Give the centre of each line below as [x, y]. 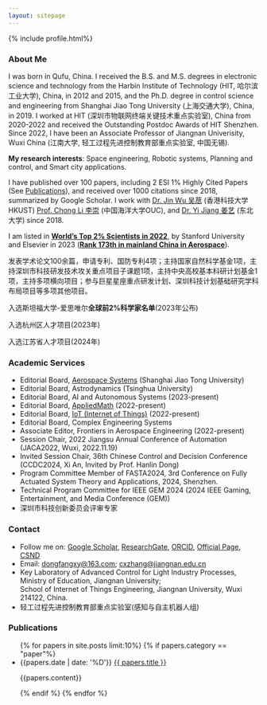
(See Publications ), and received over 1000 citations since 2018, [113, 190]
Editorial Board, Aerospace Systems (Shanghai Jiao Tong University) [132, 380]
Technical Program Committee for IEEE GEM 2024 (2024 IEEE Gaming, [135, 490]
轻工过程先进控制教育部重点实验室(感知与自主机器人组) [110, 607]
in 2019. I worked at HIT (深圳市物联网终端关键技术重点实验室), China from [130, 116]
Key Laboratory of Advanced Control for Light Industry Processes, [128, 572]
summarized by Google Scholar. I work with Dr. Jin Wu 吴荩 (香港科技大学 [128, 200]
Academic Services [47, 362]
